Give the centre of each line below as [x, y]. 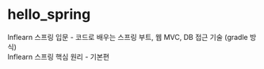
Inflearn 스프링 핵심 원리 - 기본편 [59, 56]
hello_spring [49, 15]
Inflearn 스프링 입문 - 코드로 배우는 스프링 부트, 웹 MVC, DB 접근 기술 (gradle [128, 37]
